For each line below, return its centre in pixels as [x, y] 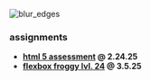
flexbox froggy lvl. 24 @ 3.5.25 [82, 67]
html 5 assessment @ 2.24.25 [80, 57]
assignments [38, 37]
